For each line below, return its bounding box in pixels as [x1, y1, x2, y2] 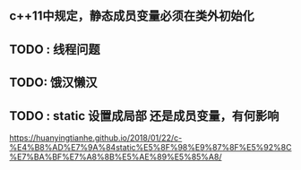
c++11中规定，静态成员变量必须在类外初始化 [9, 8, 254, 24]
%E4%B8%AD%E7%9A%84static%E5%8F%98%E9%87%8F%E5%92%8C [9, 141, 292, 152]
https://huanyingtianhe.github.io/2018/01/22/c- [9, 132, 183, 143]
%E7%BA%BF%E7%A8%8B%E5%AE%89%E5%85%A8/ [9, 151, 222, 162]
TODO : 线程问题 [9, 41, 100, 56]
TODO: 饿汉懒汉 [9, 75, 98, 90]
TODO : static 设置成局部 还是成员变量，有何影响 [9, 108, 279, 123]
